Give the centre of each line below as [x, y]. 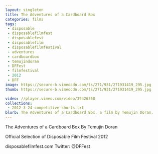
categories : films [24, 19]
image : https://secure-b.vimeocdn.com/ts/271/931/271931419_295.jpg [78, 85]
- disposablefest [25, 38]
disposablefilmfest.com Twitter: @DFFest [48, 146]
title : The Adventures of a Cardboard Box [50, 15]
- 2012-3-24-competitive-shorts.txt [46, 108]
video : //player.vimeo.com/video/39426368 [50, 99]
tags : [11, 24]
